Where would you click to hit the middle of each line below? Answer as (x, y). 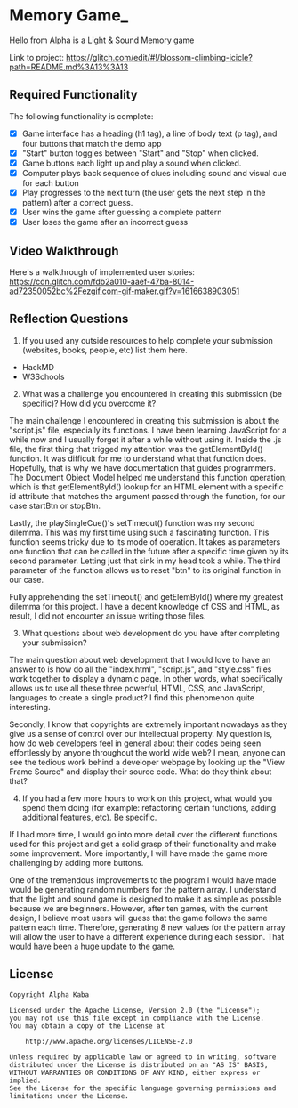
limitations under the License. (69, 1096)
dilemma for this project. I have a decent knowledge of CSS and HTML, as (145, 606)
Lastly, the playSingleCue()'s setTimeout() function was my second (132, 522)
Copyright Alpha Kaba (49, 995)
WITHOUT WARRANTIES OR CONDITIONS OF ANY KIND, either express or (135, 1072)
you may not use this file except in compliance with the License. (137, 1018)
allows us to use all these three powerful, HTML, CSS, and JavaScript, (137, 688)
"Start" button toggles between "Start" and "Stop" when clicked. (141, 153)
